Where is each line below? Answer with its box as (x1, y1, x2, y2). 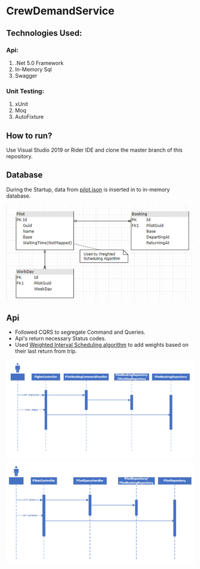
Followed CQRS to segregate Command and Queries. (14, 328, 146, 336)
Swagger (14, 72, 38, 79)
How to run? (6, 130, 53, 141)
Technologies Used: (6, 28, 82, 38)
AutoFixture (14, 113, 44, 121)
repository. (6, 152, 33, 159)
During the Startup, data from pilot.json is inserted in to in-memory (6, 186, 170, 193)
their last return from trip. (14, 347, 78, 355)
